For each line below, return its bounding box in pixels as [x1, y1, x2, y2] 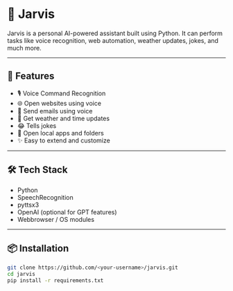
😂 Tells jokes [17, 121, 57, 130]
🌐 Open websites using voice [17, 99, 102, 107]
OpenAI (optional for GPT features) [17, 207, 117, 216]
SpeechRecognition [17, 193, 74, 201]
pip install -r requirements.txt [7, 277, 104, 284]
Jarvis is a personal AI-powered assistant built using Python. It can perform [7, 29, 223, 37]
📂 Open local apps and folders [17, 129, 104, 137]
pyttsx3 [17, 200, 40, 209]
